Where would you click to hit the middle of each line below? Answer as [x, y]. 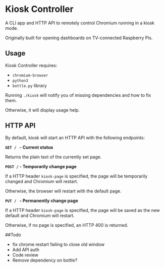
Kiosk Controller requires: [31, 65]
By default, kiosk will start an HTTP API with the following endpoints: [75, 137]
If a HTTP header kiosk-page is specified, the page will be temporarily [76, 176]
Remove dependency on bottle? [45, 260]
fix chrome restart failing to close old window [58, 244]
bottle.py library [29, 85]
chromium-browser [30, 75]
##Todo [13, 235]
